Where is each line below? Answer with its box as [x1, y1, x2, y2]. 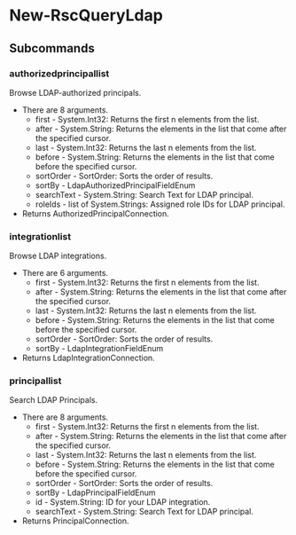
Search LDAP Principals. [9, 395, 98, 405]
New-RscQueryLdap [9, 5, 164, 26]
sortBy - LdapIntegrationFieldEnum [35, 343, 164, 354]
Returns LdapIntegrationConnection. [21, 352, 155, 364]
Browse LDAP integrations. [9, 250, 107, 262]
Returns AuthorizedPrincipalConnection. [21, 208, 170, 218]
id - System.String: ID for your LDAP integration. [35, 497, 211, 507]
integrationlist [9, 230, 72, 242]
